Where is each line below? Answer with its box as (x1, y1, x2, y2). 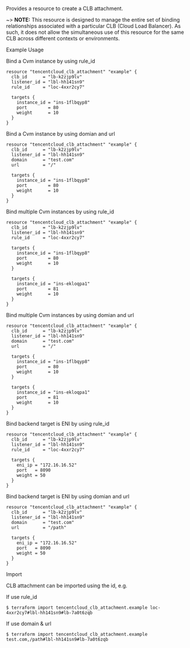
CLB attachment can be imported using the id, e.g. (6, 582, 127, 589)
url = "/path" (11, 525, 67, 530)
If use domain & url (6, 620, 51, 627)
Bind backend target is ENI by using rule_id (6, 420, 110, 427)
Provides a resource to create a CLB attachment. (6, 5, 123, 12)
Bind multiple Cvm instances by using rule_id (6, 208, 114, 215)
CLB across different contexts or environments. (6, 35, 120, 42)
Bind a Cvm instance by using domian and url (6, 130, 115, 137)
